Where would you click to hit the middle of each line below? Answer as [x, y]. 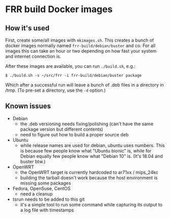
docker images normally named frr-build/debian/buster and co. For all [80, 46]
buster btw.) [33, 161]
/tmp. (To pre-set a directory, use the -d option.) [56, 90]
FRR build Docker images [59, 9]
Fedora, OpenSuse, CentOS [42, 188]
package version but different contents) [62, 129]
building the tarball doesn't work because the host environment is [89, 177]
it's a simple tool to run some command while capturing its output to [91, 204]
